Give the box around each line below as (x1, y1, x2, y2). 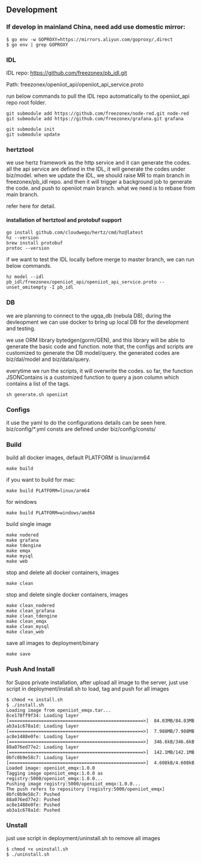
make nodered (6, 532, 39, 538)
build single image (6, 521, 52, 528)
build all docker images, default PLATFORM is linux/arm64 (6, 454, 151, 461)
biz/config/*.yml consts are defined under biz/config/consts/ (6, 426, 156, 433)
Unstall (6, 821, 28, 829)
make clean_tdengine (6, 613, 58, 619)
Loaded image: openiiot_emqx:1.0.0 (6, 765, 95, 771)
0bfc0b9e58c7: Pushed (6, 791, 61, 798)
